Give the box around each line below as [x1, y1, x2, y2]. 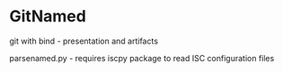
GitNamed [9, 6, 87, 27]
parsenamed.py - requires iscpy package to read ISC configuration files [9, 52, 275, 63]
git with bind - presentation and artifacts [9, 36, 159, 46]
